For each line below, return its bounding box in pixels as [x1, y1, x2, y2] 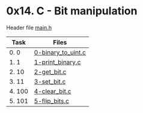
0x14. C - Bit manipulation [6, 4, 138, 18]
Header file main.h [6, 24, 52, 31]
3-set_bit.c [34, 77, 66, 85]
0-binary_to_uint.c [34, 48, 86, 56]
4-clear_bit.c [34, 87, 71, 95]
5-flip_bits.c [34, 97, 69, 105]
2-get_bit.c [34, 68, 67, 76]
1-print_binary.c [34, 58, 81, 66]
